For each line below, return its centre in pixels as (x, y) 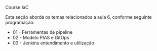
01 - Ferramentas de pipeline (43, 32)
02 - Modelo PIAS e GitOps (41, 38)
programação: (20, 22)
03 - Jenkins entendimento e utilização (53, 43)
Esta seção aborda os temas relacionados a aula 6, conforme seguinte (78, 17)
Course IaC (17, 7)
